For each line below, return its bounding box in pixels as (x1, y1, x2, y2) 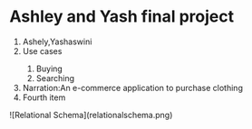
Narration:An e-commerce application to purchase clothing (22, 82, 243, 93)
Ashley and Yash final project (9, 6, 234, 27)
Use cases (22, 45, 63, 56)
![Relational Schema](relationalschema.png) (9, 109, 173, 120)
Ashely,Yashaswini (22, 36, 92, 47)
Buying (35, 63, 63, 74)
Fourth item (22, 92, 66, 103)
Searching (35, 72, 75, 83)
